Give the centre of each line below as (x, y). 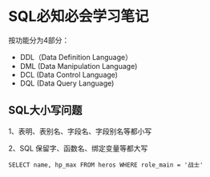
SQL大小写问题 (45, 110)
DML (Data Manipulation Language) (79, 66)
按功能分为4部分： (39, 40)
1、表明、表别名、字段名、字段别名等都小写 (80, 131)
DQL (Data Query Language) (67, 83)
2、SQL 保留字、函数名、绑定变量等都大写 (78, 148)
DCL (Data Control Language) (69, 74)
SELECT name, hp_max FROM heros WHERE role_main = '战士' (106, 165)
